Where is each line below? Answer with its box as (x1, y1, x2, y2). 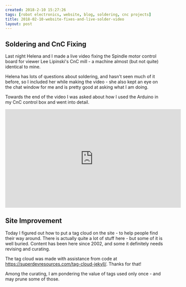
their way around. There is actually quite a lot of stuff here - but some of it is (5, 235, 163, 241)
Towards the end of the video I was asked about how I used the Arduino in (5, 94, 159, 100)
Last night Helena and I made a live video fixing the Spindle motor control (5, 53, 157, 59)
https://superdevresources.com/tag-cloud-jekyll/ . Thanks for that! (5, 261, 142, 267)
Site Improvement (5, 216, 62, 225)
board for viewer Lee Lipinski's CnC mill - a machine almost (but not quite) (5, 59, 159, 65)
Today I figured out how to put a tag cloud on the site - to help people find (5, 230, 158, 236)
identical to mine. (5, 64, 41, 70)
